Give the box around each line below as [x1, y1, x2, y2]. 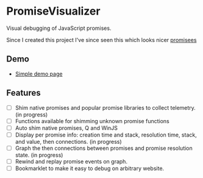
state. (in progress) [15, 151, 63, 158]
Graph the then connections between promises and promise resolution [15, 144, 193, 152]
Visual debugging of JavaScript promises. [6, 24, 112, 32]
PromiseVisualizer [6, 4, 101, 18]
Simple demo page [15, 70, 63, 77]
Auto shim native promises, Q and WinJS [15, 124, 118, 132]
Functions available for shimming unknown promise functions [15, 117, 169, 124]
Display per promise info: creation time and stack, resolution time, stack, [15, 131, 197, 138]
